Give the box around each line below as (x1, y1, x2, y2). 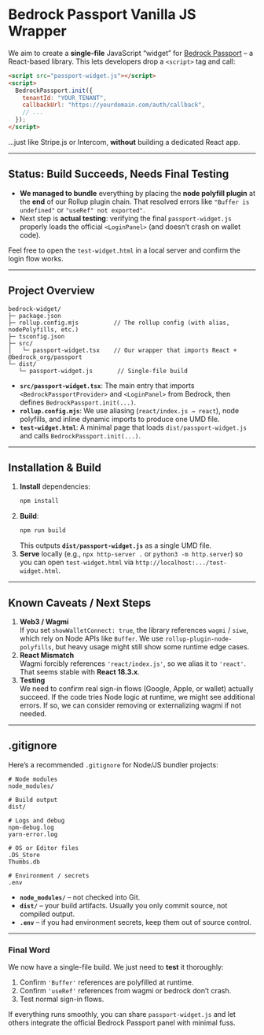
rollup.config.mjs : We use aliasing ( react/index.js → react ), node (19, 405, 240, 415)
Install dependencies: (19, 482, 90, 491)
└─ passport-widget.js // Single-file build (18, 367, 189, 375)
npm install (19, 497, 59, 505)
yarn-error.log (8, 830, 58, 838)
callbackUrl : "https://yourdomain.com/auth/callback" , (22, 101, 206, 109)
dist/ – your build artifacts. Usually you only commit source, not (19, 900, 228, 910)
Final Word (8, 944, 50, 956)
